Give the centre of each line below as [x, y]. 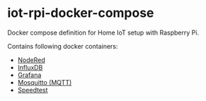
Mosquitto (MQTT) [45, 82]
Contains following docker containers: [63, 46]
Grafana [29, 75]
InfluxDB [30, 67]
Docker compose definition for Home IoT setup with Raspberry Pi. [103, 32]
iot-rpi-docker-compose [81, 13]
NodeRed [32, 60]
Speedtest [33, 90]
